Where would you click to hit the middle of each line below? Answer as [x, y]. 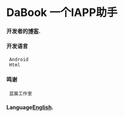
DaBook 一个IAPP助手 [62, 13]
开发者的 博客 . [24, 31]
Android [19, 59]
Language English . [30, 107]
